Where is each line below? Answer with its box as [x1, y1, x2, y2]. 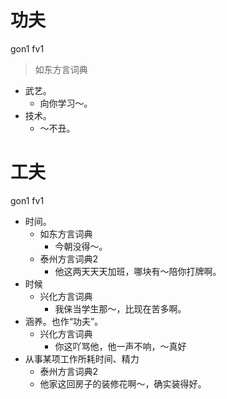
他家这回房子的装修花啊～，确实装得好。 [39, 377, 207, 390]
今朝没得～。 [54, 240, 108, 252]
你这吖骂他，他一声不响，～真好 [54, 340, 187, 352]
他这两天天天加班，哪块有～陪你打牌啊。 [54, 265, 222, 277]
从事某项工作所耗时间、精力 [24, 352, 140, 365]
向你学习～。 [39, 97, 93, 109]
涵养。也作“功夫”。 [24, 315, 104, 327]
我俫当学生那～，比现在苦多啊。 [54, 302, 187, 315]
